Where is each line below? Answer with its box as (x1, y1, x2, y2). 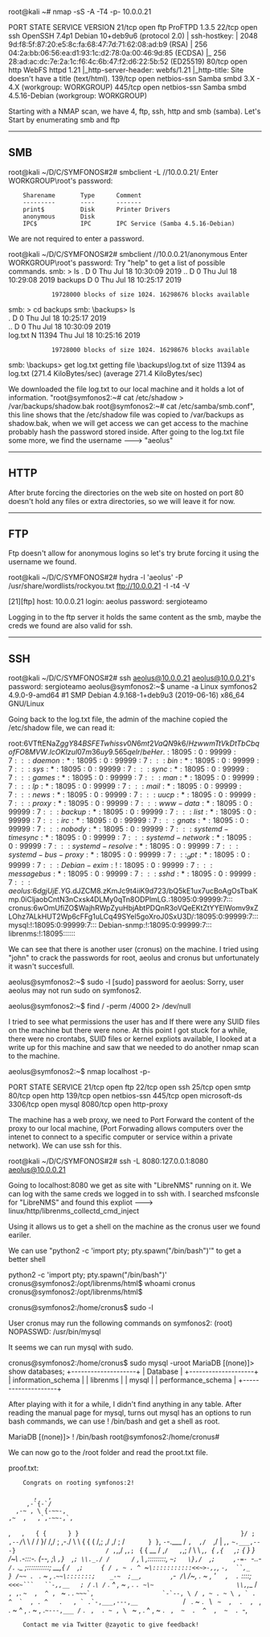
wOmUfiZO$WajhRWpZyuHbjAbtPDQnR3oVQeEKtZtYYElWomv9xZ (37, 903, 259, 913)
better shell (8, 1255, 46, 1264)
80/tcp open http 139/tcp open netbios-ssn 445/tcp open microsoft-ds (8, 1091, 243, 1101)
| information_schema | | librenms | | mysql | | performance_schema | (8, 1375, 237, 1385)
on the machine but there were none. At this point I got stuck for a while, (8, 1026, 247, 1036)
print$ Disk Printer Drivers (22, 205, 171, 213)
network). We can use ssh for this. (8, 1141, 122, 1151)
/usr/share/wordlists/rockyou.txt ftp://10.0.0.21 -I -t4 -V (8, 581, 190, 591)
